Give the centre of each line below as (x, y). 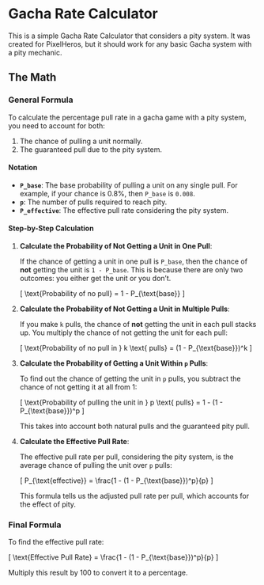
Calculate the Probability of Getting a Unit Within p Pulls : (114, 363)
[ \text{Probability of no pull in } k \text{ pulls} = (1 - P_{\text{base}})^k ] (136, 348)
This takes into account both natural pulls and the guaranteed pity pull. (135, 426)
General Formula (41, 100)
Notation (23, 168)
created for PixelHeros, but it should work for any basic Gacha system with (130, 44)
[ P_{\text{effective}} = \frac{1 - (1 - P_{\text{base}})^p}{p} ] (116, 481)
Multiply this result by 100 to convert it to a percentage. (98, 573)
